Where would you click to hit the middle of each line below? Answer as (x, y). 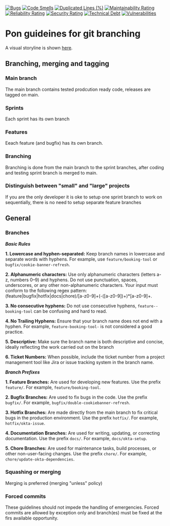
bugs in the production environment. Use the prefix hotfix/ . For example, (82, 418)
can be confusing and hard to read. (70, 311)
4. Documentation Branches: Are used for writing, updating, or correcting (83, 433)
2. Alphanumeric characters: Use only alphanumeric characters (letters (80, 274)
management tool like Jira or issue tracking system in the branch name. (80, 362)
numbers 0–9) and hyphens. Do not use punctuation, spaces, (74, 280)
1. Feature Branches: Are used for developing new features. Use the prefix (83, 382)
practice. (14, 332)
